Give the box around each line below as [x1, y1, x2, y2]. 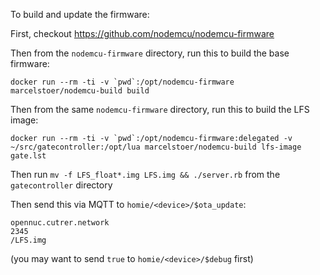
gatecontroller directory [10, 179, 113, 191]
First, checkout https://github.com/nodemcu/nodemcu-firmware [10, 28, 275, 39]
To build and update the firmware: [10, 9, 150, 20]
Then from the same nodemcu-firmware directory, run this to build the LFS [10, 104, 310, 115]
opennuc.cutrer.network [10, 218, 110, 228]
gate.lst [10, 151, 47, 161]
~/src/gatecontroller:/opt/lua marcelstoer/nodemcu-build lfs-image [10, 142, 302, 152]
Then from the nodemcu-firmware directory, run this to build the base [10, 47, 290, 59]
